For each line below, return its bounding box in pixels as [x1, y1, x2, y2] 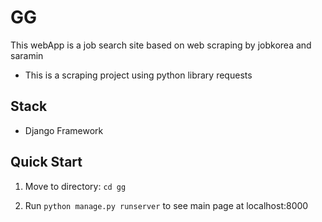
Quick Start [10, 154, 83, 171]
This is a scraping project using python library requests [24, 69, 253, 81]
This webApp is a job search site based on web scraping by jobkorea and [10, 39, 312, 51]
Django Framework [24, 124, 104, 136]
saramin [10, 49, 44, 61]
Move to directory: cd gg [24, 180, 127, 192]
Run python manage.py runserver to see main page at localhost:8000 [24, 199, 309, 211]
